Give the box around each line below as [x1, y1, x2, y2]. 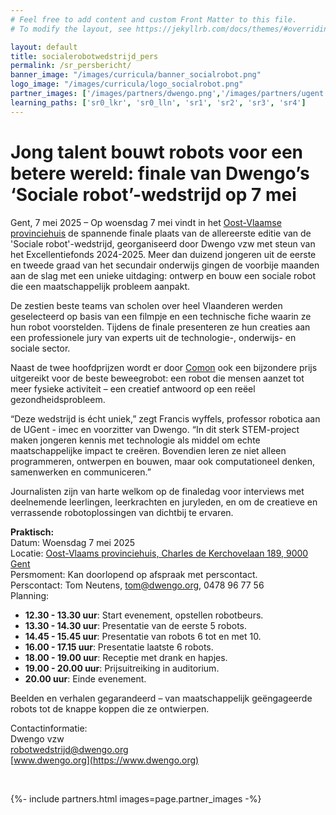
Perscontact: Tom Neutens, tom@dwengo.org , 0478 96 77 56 [10, 579, 265, 591]
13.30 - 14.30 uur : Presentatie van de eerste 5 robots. [24, 619, 247, 631]
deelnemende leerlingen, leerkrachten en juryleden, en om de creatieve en [10, 496, 318, 508]
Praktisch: [10, 526, 55, 538]
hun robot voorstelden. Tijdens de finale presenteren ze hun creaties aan [10, 321, 311, 333]
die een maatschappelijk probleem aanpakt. [10, 280, 191, 292]
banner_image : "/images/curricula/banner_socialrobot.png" [10, 70, 262, 80]
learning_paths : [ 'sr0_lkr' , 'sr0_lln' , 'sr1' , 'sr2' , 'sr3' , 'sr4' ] [10, 97, 307, 108]
